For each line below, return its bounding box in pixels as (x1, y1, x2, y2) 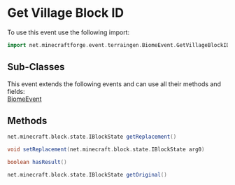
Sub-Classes (7, 61, 65, 73)
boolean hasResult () (7, 159, 68, 166)
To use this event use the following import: (7, 28, 130, 36)
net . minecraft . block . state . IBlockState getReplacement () (7, 133, 177, 141)
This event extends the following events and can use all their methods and (7, 79, 222, 88)
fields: (7, 87, 26, 95)
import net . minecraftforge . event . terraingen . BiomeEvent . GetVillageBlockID (7, 41, 230, 48)
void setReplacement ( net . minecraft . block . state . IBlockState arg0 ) (7, 146, 205, 153)
